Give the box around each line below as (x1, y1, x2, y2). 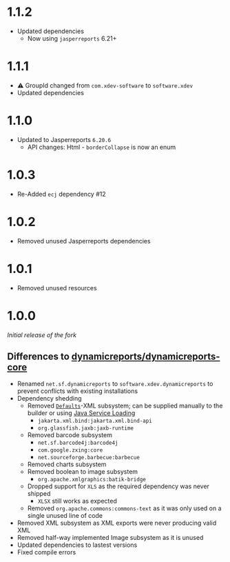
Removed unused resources (17, 283, 98, 292)
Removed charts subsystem (27, 460, 107, 469)
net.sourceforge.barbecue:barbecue (37, 454, 140, 461)
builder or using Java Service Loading (27, 409, 136, 417)
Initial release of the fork (7, 330, 77, 339)
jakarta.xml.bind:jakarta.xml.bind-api (37, 418, 153, 425)
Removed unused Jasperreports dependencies (17, 237, 151, 245)
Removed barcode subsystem (27, 431, 112, 439)
